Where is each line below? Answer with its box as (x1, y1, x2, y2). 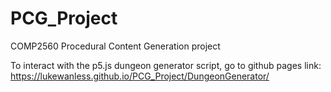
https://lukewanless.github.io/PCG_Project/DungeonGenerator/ (10, 70, 270, 82)
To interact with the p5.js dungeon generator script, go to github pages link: (10, 59, 322, 71)
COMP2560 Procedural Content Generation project (10, 40, 221, 52)
